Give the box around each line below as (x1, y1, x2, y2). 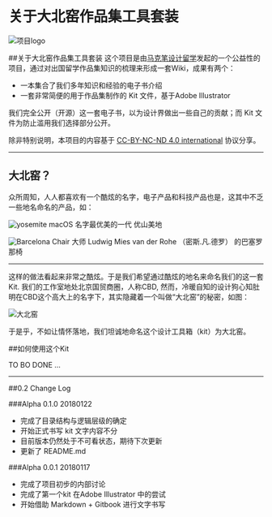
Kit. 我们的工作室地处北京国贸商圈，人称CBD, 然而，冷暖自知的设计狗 (8, 282, 239, 291)
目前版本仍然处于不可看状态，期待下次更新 (19, 436, 163, 446)
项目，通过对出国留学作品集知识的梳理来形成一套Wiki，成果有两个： (8, 62, 236, 73)
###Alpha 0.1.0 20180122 (8, 399, 93, 408)
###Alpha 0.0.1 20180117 (8, 462, 91, 472)
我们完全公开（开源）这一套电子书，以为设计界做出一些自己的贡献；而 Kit (8, 107, 253, 118)
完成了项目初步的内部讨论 (19, 479, 106, 489)
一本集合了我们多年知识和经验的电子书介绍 (19, 80, 163, 90)
